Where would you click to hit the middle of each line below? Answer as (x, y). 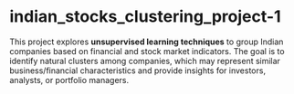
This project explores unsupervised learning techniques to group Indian (147, 42)
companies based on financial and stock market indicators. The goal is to (147, 51)
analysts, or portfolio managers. (69, 80)
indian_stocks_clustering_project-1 (145, 17)
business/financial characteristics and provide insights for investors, (138, 70)
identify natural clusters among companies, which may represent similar (145, 61)
